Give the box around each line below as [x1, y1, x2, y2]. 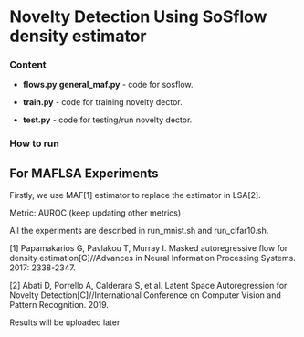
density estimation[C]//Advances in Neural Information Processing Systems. [9, 253, 297, 264]
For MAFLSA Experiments [9, 165, 159, 181]
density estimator [9, 26, 147, 47]
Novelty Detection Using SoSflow [9, 6, 267, 27]
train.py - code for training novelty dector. [22, 97, 183, 108]
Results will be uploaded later [9, 317, 121, 328]
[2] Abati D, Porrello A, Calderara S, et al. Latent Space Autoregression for [9, 280, 288, 291]
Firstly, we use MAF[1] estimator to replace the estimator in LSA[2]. [9, 190, 262, 201]
